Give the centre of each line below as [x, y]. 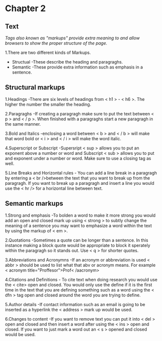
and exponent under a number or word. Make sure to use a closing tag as [78, 158]
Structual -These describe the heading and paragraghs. [67, 62]
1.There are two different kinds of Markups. [48, 52]
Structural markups [35, 88]
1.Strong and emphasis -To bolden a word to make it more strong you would [80, 215]
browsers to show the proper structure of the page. [56, 43]
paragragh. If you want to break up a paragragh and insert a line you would [80, 183]
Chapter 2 [25, 8]
